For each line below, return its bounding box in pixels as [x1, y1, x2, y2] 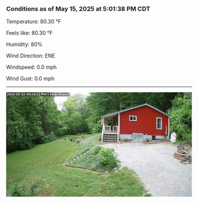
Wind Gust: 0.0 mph [6, 75, 55, 82]
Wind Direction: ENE [6, 52, 55, 59]
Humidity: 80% [6, 41, 43, 48]
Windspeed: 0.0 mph [6, 64, 57, 71]
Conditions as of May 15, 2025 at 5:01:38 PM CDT [6, 5, 150, 13]
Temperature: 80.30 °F [6, 18, 62, 25]
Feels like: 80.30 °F [6, 29, 53, 36]
